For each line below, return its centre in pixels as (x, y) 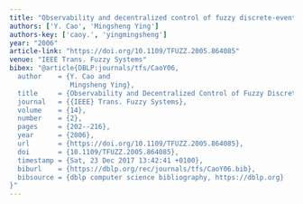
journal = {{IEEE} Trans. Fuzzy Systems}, (102, 102)
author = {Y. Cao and (64, 77)
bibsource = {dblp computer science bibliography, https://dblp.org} (151, 177)
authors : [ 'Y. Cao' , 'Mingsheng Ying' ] (84, 26)
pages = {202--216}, (64, 127)
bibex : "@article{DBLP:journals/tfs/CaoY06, (94, 69)
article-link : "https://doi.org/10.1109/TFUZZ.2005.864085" (125, 51)
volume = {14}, (52, 110)
